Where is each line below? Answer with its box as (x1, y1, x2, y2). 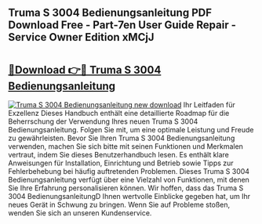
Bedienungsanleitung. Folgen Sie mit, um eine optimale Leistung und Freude (8, 125, 254, 134)
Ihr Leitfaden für (183, 100, 235, 109)
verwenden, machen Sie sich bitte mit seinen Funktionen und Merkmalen (8, 142, 243, 151)
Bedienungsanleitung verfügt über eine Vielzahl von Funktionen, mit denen (8, 175, 249, 184)
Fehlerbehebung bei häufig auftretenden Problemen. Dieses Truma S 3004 (8, 167, 249, 175)
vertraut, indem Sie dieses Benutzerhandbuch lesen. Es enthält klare (8, 150, 230, 159)
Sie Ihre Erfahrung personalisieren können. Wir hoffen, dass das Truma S (8, 183, 244, 193)
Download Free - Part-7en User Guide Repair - (8, 19, 237, 32)
